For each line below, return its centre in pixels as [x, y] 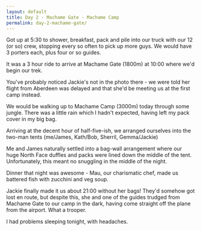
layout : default [26, 12]
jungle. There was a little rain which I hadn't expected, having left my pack [98, 113]
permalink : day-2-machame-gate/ [46, 23]
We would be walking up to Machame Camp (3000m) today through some [98, 107]
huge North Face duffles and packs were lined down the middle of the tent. [99, 155]
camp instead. [24, 95]
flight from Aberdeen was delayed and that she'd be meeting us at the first [98, 89]
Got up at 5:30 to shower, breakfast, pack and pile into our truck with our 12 [100, 40]
